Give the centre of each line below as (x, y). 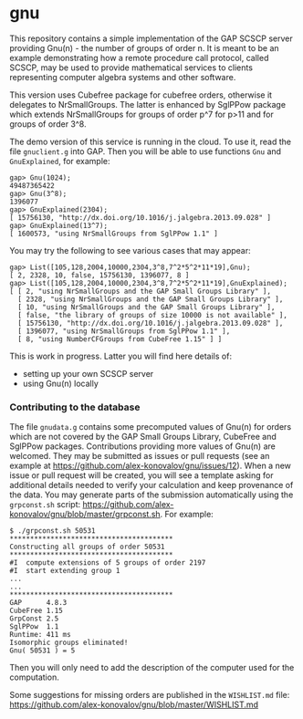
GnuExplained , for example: (60, 161)
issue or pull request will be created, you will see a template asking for (141, 475)
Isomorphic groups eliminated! (69, 643)
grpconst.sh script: (45, 505)
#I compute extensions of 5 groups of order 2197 (108, 563)
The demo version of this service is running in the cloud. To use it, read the (151, 141)
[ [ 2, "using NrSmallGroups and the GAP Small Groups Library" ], (141, 291)
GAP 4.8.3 (38, 603)
